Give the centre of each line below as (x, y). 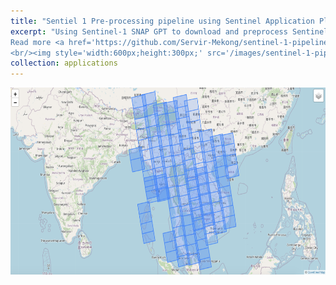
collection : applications (64, 63)
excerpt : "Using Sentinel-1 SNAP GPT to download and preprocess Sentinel (169, 31)
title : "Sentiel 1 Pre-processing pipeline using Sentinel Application (162, 21)
